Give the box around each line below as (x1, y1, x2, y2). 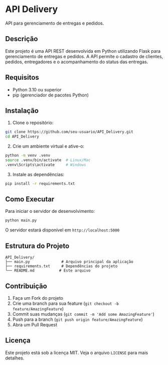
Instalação (5, 106, 39, 115)
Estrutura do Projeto (5, 241, 70, 250)
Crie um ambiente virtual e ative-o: (12, 143, 84, 149)
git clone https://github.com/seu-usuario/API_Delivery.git (5, 130, 134, 135)
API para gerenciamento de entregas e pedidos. (5, 20, 104, 26)
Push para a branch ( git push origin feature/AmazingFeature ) (12, 316, 143, 322)
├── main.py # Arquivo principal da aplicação (5, 260, 134, 265)
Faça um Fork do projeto (12, 295, 64, 301)
